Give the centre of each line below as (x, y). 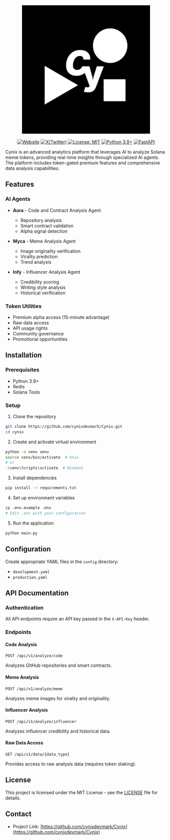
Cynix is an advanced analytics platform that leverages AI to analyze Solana (85, 152)
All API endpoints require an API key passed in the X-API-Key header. (78, 619)
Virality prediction (39, 256)
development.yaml (31, 572)
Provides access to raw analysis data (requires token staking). (71, 764)
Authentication (24, 607)
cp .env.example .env (28, 508)
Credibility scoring (40, 282)
